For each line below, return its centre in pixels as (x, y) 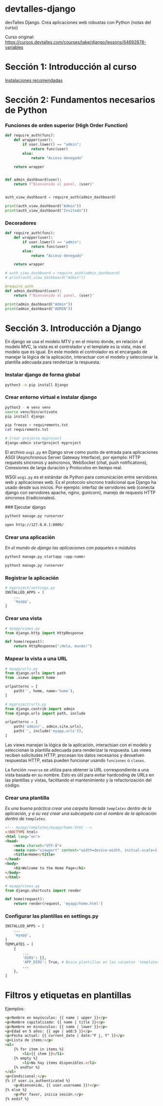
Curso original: (20, 37)
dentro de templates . (26, 819)
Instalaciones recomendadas (34, 80)
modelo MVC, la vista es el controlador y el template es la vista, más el (75, 347)
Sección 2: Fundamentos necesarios (80, 100)
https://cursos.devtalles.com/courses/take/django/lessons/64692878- (76, 42)
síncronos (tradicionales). (31, 497)
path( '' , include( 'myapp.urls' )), (49, 731)
